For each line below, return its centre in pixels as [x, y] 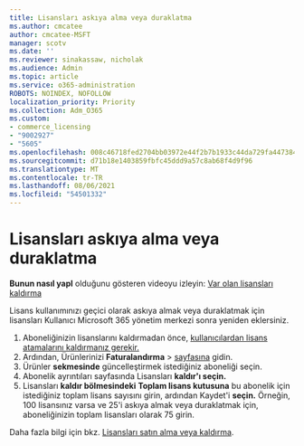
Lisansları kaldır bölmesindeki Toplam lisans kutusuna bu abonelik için [157, 385]
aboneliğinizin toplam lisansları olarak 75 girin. [108, 414]
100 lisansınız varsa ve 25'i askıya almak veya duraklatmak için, [141, 404]
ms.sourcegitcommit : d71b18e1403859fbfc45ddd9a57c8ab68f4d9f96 [131, 161]
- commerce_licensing [50, 128]
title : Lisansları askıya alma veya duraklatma [101, 18]
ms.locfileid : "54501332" [58, 195]
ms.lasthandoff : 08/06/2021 [62, 186]
